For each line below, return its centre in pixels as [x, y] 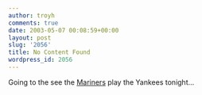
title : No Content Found [49, 52]
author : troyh [32, 15]
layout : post [30, 38]
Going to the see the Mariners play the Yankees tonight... [101, 82]
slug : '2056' [30, 45]
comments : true [33, 23]
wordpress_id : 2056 [41, 60]
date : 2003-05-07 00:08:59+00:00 [64, 30]
